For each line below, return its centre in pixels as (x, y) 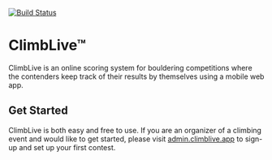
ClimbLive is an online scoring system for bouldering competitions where (131, 67)
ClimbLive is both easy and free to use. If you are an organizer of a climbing (135, 130)
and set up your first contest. (67, 147)
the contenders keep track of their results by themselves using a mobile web (136, 76)
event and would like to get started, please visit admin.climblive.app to (126, 139)
